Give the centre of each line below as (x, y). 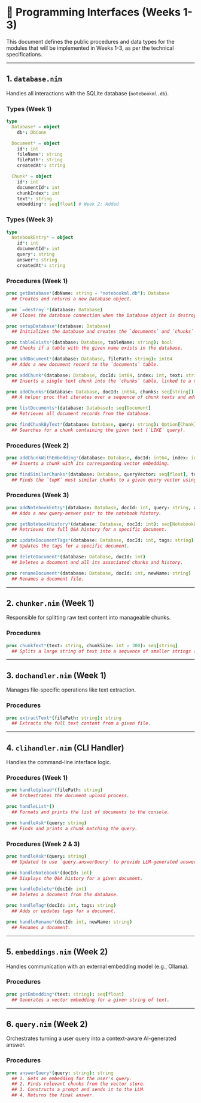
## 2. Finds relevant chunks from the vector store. (79, 1084)
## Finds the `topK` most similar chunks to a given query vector (96, 480)
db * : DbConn (32, 132)
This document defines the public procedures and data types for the (90, 41)
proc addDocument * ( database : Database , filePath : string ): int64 (89, 359)
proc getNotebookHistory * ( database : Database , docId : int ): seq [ (89, 524)
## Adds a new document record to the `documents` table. (86, 364)
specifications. (25, 54)
